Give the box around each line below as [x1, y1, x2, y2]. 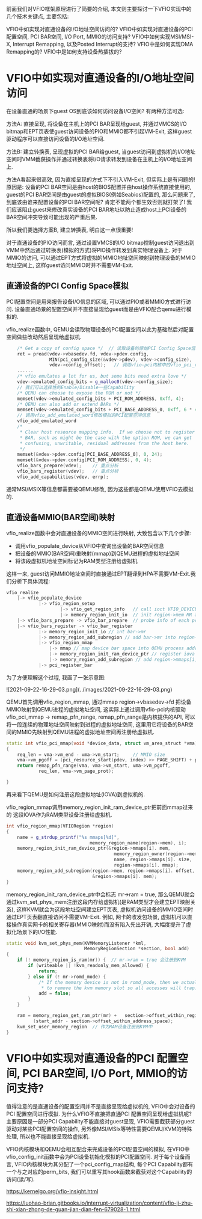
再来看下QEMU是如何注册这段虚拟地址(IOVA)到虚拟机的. [6, 790, 145, 798]
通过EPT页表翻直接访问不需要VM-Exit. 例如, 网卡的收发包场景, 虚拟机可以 [6, 913, 188, 920]
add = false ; [38, 990, 71, 996]
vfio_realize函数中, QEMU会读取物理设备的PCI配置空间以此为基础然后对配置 [6, 325, 194, 333]
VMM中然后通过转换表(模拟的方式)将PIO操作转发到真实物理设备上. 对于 [6, 246, 183, 254]
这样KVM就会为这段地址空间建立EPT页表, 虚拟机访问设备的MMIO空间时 [16, 906, 194, 913]
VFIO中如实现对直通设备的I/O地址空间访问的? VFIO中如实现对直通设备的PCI [6, 26, 194, 32]
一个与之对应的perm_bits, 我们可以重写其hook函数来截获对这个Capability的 [6, 1168, 192, 1175]
